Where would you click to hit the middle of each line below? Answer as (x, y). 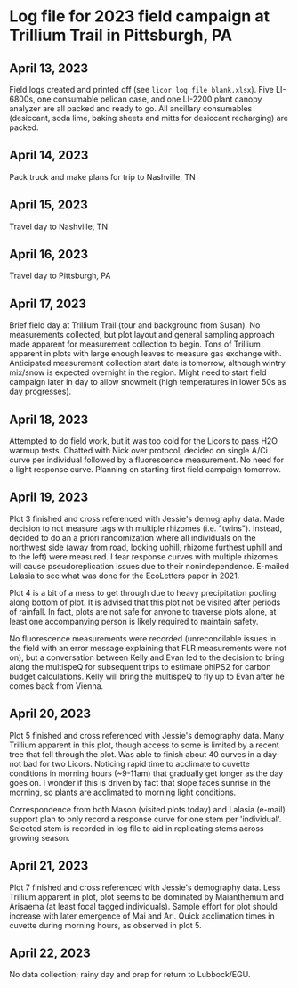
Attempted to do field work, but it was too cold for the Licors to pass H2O (144, 441)
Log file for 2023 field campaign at (139, 16)
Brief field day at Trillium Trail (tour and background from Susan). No (135, 325)
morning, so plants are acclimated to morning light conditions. (123, 792)
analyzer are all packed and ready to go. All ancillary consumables (131, 108)
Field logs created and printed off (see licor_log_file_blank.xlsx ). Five (141, 90)
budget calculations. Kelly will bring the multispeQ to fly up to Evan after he (147, 676)
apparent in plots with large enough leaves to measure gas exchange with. (145, 354)
